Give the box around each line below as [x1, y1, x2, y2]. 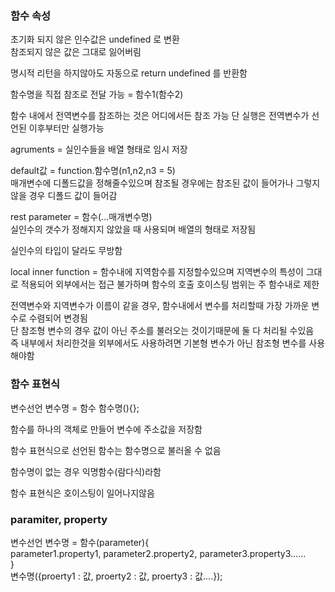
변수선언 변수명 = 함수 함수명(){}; [10, 402, 140, 414]
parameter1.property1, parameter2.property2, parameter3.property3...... [10, 547, 307, 559]
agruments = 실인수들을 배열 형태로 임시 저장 [10, 143, 188, 156]
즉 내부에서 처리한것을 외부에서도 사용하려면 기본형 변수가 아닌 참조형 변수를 [10, 337, 307, 349]
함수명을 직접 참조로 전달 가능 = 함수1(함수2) [10, 88, 184, 101]
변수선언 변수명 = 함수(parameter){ [10, 536, 150, 548]
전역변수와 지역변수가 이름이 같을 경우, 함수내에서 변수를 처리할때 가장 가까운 [10, 300, 310, 312]
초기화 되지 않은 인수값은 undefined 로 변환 [10, 33, 180, 46]
